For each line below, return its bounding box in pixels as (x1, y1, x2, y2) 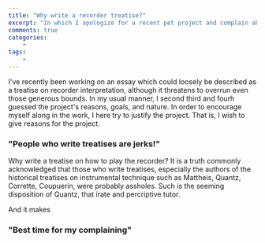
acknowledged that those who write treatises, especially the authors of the (8, 164, 251, 174)
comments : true (8, 26, 58, 34)
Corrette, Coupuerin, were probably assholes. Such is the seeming (8, 182, 225, 191)
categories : (8, 33, 47, 42)
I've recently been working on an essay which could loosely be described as (8, 76, 257, 87)
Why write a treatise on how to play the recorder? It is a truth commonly (8, 156, 241, 166)
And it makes (8, 205, 51, 215)
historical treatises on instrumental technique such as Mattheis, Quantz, (8, 173, 241, 182)
